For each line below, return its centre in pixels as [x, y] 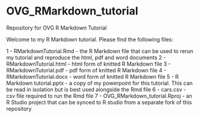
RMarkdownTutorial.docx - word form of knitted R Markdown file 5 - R [93, 76]
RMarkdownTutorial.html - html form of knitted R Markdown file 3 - [89, 64]
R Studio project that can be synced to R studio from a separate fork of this [99, 102]
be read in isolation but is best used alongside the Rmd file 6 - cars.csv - [96, 89]
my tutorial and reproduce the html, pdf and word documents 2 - [86, 57]
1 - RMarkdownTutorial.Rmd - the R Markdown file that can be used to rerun [100, 51]
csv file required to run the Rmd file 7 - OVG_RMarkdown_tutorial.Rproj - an [99, 96]
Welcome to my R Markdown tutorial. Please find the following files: [90, 39]
